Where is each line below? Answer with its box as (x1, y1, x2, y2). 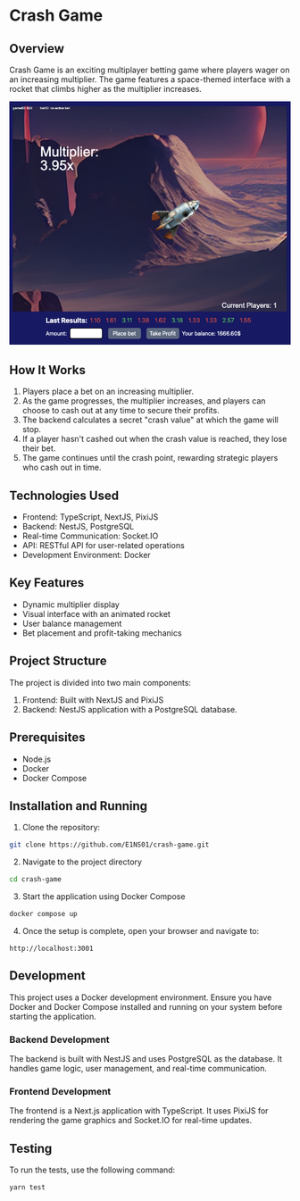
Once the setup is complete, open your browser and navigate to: (21, 925, 260, 936)
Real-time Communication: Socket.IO (21, 530, 159, 541)
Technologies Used (9, 488, 119, 503)
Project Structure (9, 654, 107, 669)
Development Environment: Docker (21, 550, 152, 561)
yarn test (9, 1183, 46, 1192)
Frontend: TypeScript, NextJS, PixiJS (21, 512, 159, 522)
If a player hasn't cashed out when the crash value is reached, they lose (21, 434, 287, 445)
